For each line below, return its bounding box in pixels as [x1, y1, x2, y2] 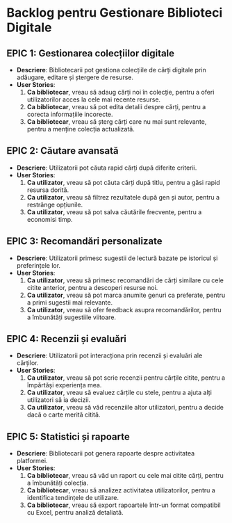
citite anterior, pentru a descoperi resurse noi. [26, 283, 158, 291]
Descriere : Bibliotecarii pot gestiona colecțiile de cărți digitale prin [16, 66, 206, 74]
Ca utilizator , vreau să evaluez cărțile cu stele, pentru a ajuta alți [26, 388, 213, 397]
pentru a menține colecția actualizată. [26, 125, 135, 133]
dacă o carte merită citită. [26, 410, 101, 419]
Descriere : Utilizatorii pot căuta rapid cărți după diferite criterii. [16, 163, 197, 172]
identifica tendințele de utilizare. [26, 494, 119, 502]
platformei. [16, 457, 48, 465]
